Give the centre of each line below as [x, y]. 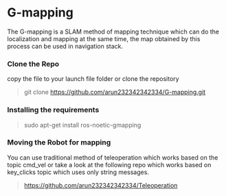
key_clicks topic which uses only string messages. [78, 172]
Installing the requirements [53, 110]
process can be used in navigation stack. [65, 46]
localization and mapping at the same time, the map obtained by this [104, 38]
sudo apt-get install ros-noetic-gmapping [82, 125]
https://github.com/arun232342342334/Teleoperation [101, 185]
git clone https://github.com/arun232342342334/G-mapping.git [115, 92]
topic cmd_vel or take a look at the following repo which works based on [109, 164]
